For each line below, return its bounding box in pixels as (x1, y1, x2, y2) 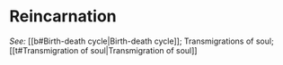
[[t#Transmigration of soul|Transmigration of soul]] (9, 45, 198, 55)
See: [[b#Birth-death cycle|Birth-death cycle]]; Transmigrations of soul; (9, 36, 274, 46)
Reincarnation (9, 6, 117, 27)
